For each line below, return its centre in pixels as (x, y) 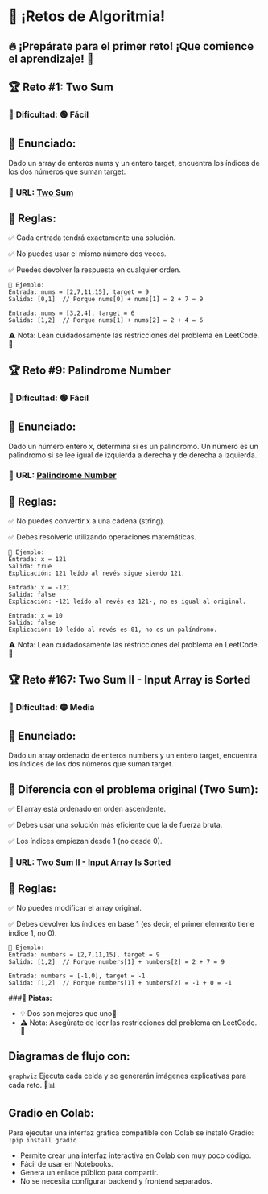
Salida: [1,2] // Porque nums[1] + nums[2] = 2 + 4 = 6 (106, 320)
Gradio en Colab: (52, 1113)
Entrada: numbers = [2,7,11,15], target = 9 (84, 954)
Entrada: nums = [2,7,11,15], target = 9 (79, 292)
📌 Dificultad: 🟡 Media (52, 707)
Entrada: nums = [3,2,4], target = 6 (72, 313)
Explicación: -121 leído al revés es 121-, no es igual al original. (128, 602)
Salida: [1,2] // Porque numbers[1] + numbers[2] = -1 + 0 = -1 (120, 983)
